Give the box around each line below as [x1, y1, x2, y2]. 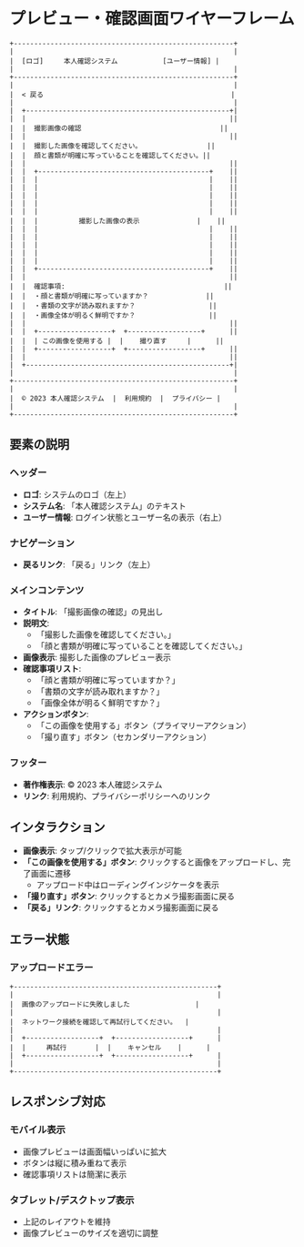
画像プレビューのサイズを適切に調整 [22, 1228, 159, 1238]
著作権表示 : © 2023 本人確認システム [22, 779, 163, 790]
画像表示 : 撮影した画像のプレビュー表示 [22, 652, 171, 663]
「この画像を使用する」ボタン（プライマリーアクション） [35, 720, 252, 731]
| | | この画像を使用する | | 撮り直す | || [9, 336, 225, 346]
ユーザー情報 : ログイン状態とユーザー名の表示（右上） [22, 512, 228, 522]
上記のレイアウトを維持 [22, 1216, 111, 1227]
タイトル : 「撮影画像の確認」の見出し [22, 606, 164, 617]
